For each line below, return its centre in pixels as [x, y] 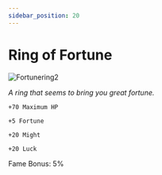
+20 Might [25, 135]
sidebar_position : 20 [44, 16]
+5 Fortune [26, 121]
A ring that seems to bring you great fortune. [81, 92]
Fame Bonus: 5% [36, 163]
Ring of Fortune [60, 54]
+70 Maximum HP [33, 107]
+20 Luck [23, 149]
